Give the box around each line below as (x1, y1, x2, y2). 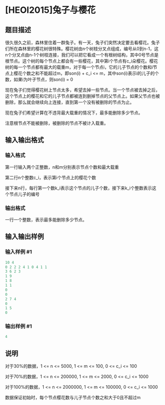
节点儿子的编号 (9, 191, 40, 197)
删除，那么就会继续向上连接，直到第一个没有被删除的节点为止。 (5, 99, 134, 105)
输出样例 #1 (5, 323, 32, 330)
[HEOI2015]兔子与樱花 (5, 4, 96, 16)
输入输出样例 (5, 232, 44, 241)
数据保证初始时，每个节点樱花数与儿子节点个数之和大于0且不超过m (5, 395, 141, 401)
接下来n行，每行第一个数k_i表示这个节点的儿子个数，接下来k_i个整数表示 (5, 185, 152, 191)
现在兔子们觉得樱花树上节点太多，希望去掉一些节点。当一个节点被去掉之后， (5, 87, 160, 93)
